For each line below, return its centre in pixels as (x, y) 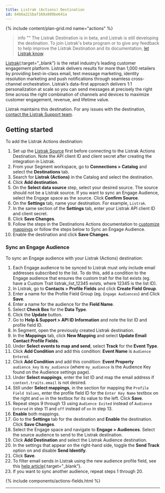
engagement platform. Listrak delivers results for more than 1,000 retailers (81, 68)
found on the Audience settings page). (51, 372)
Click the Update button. (37, 315)
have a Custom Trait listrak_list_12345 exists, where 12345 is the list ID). (85, 283)
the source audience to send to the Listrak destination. (68, 435)
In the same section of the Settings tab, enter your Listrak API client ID (84, 208)
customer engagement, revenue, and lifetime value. (58, 99)
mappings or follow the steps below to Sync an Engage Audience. (79, 230)
